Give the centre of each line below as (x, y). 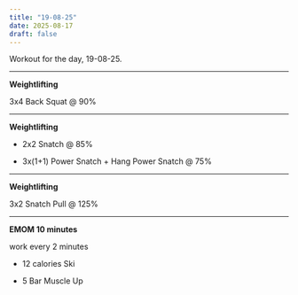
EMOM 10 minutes (43, 229)
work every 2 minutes (49, 247)
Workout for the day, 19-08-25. (66, 59)
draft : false (33, 34)
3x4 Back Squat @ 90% (53, 102)
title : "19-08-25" (43, 17)
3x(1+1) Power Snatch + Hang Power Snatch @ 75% (117, 161)
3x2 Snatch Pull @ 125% (54, 204)
